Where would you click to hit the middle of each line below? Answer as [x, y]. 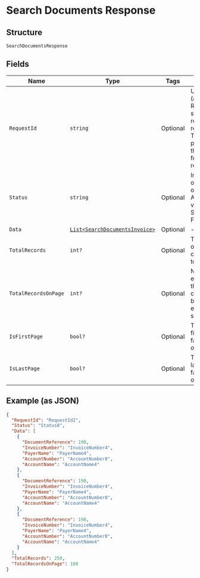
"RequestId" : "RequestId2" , [46, 420]
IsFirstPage [26, 336]
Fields [18, 64]
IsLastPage [24, 368]
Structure [24, 32]
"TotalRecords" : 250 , [38, 558]
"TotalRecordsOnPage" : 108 [45, 564]
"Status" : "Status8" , [38, 426]
